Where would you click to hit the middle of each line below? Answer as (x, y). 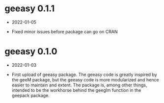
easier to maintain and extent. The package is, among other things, (80, 85)
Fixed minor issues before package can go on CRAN (65, 31)
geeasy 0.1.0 (31, 51)
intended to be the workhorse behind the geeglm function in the (76, 90)
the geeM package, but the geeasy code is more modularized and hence (85, 79)
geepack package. (30, 95)
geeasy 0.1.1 (30, 9)
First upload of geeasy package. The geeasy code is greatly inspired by (84, 75)
